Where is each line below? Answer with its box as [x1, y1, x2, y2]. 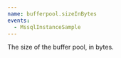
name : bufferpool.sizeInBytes [7, 10, 98, 18]
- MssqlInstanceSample [14, 23, 81, 30]
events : [7, 17, 31, 24]
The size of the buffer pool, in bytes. [7, 43, 114, 52]
